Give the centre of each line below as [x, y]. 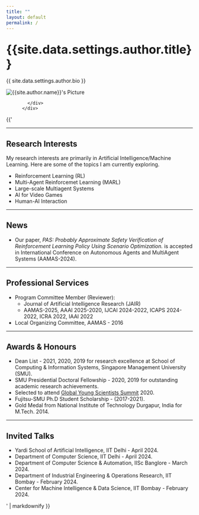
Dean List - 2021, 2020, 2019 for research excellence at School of [95, 361]
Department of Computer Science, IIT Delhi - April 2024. [84, 457]
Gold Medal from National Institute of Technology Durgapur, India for [98, 406]
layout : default [26, 17]
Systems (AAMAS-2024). [46, 259]
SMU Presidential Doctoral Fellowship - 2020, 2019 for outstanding [96, 380]
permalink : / [22, 23]
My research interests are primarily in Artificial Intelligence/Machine [89, 158]
